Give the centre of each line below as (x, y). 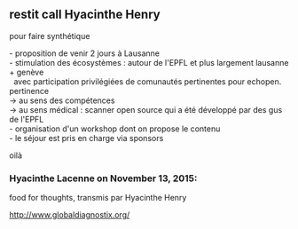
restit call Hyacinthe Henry (85, 15)
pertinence (29, 91)
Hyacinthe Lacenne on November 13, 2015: (103, 178)
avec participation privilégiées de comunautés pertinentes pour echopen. (147, 81)
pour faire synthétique (50, 36)
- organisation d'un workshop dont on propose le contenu (115, 129)
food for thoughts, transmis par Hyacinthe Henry (98, 198)
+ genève (27, 72)
